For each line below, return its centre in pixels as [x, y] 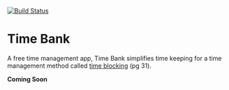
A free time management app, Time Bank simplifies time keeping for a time [114, 58]
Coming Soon [27, 79]
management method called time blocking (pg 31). [80, 66]
